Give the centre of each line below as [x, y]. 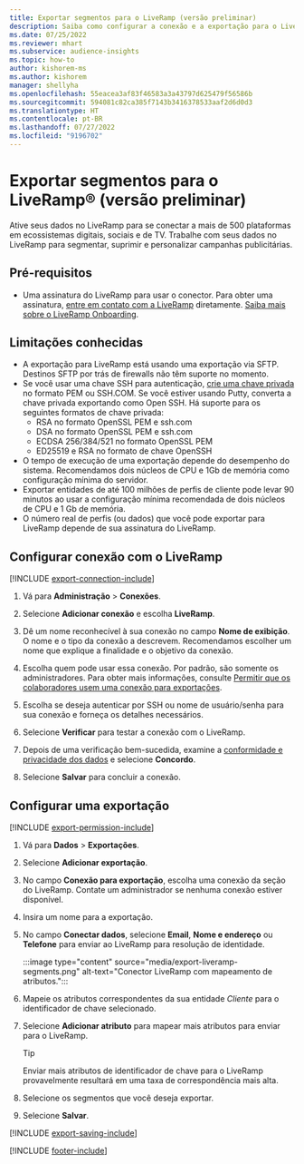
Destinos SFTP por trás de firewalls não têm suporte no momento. [146, 374]
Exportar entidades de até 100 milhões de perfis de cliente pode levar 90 [158, 490]
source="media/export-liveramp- [176, 962]
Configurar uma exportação [90, 805]
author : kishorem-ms [48, 69]
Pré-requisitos [51, 273]
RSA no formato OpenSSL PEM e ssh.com [114, 422]
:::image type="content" [67, 962]
